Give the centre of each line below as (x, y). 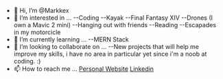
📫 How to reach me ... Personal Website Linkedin (84, 69)
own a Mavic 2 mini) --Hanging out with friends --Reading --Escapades (115, 25)
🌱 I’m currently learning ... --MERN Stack (71, 39)
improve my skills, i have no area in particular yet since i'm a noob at (110, 54)
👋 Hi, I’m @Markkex (42, 11)
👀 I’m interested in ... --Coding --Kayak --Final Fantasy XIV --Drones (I (113, 18)
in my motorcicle (37, 32)
